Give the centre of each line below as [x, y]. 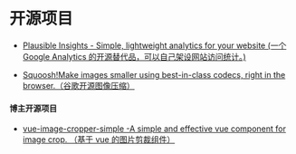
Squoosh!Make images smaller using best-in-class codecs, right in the [154, 74]
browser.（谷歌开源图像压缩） [78, 85]
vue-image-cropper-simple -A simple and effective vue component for [154, 129]
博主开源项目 [33, 108]
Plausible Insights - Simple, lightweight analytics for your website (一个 [154, 45]
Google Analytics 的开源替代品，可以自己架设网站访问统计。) [134, 56]
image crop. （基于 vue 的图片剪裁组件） [99, 140]
